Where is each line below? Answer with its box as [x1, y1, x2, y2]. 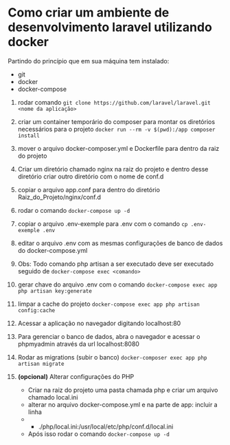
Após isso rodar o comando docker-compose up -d [27, 429, 170, 438]
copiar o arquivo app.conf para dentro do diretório [17, 185, 161, 194]
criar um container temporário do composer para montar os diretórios [17, 117, 216, 125]
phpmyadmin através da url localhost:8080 [17, 340, 140, 348]
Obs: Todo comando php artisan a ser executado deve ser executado [17, 260, 214, 268]
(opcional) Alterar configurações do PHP [17, 372, 135, 380]
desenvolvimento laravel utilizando [8, 19, 212, 35]
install [17, 132, 40, 139]
